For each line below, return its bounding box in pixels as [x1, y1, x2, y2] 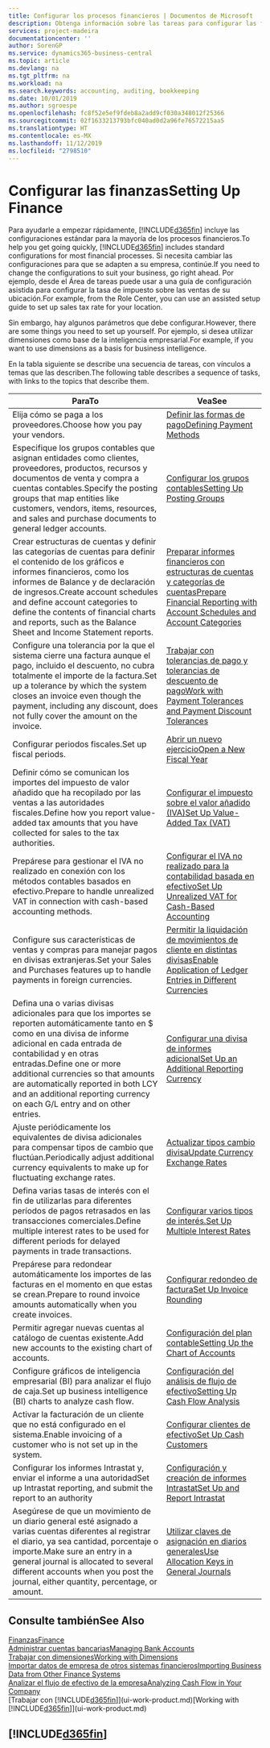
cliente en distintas [166, 944, 238, 955]
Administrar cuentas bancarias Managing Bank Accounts [8, 1644, 195, 1654]
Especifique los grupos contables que [12, 443, 155, 454]
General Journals [166, 1566, 231, 1577]
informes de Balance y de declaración [12, 576, 155, 588]
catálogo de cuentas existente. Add [12, 1332, 144, 1343]
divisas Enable [166, 955, 219, 966]
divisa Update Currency [166, 1147, 254, 1158]
